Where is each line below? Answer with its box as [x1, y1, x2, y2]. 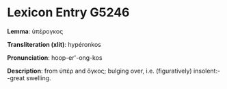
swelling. [26, 73, 51, 82]
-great [7, 73, 25, 82]
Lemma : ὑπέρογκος [7, 27, 64, 35]
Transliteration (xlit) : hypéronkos [7, 40, 101, 48]
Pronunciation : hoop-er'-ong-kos [7, 53, 103, 62]
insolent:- [193, 67, 221, 75]
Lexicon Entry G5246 [7, 5, 130, 20]
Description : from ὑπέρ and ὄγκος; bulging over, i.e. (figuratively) [7, 67, 193, 75]
